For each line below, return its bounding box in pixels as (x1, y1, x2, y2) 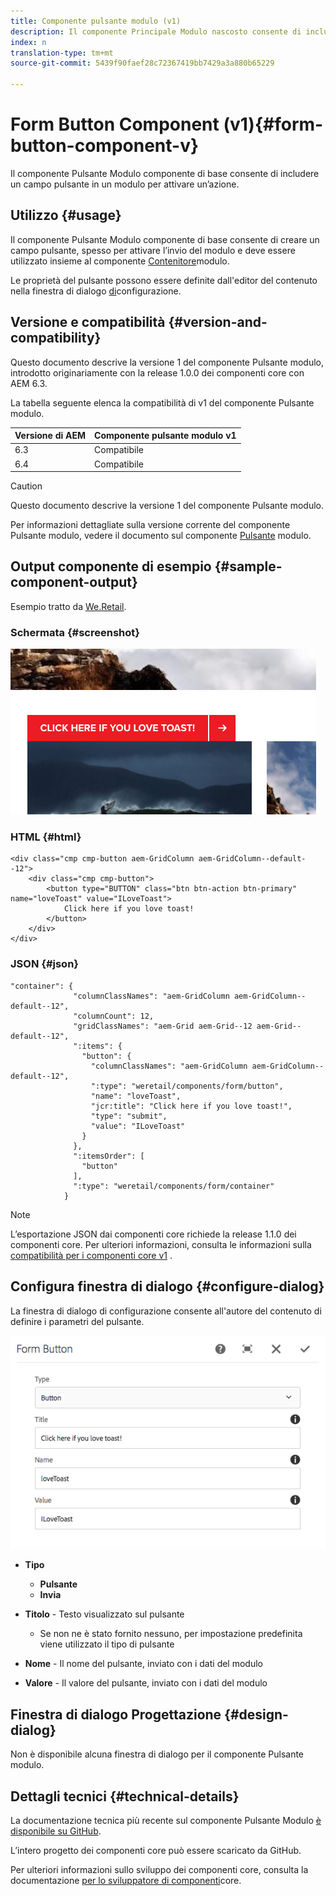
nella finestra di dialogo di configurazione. (10, 285, 182, 297)
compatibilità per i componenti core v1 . (10, 1249, 173, 1261)
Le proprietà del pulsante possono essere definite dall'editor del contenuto (10, 274, 318, 286)
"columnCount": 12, (73, 1011, 155, 1021)
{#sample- (214, 558, 283, 575)
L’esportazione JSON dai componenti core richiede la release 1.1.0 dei (10, 1228, 297, 1240)
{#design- (224, 1706, 289, 1723)
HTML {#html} (10, 830, 82, 844)
